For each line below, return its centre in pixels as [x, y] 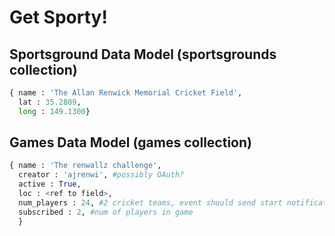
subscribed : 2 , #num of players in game [106, 212]
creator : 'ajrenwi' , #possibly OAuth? [101, 175]
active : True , [50, 184]
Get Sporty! [58, 17]
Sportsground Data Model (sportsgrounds [143, 54]
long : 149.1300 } [54, 111]
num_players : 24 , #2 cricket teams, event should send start [150, 202]
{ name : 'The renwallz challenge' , [85, 166]
